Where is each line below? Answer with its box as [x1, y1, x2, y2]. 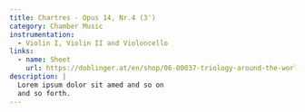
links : [9, 47, 34, 56]
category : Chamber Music [9, 22, 103, 31]
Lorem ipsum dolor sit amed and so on [17, 80, 165, 89]
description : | [9, 72, 67, 81]
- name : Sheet [17, 55, 71, 64]
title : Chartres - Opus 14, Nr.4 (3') [9, 13, 156, 23]
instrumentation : [9, 30, 75, 39]
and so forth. [17, 89, 71, 98]
